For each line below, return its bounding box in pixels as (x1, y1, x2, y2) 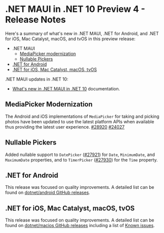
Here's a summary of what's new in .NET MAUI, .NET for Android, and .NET (5, 30, 159, 36)
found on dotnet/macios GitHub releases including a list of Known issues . (5, 223, 155, 229)
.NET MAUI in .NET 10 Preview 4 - (5, 3, 145, 15)
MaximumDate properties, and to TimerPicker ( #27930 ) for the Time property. (5, 156, 158, 162)
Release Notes (5, 14, 66, 25)
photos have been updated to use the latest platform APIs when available (5, 118, 155, 125)
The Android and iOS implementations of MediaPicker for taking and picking (5, 113, 160, 119)
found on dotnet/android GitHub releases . (5, 190, 90, 196)
